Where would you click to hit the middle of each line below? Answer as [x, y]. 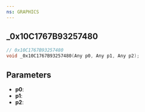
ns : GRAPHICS [23, 12]
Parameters [29, 75]
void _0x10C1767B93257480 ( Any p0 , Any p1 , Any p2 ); [73, 56]
